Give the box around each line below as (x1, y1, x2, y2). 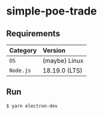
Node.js (9, 67, 31, 74)
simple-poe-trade (6, 4, 98, 18)
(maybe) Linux (42, 56, 84, 65)
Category (9, 47, 37, 54)
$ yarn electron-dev (6, 103, 58, 109)
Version (42, 47, 66, 54)
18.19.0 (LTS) (42, 67, 83, 74)
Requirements (6, 28, 60, 39)
